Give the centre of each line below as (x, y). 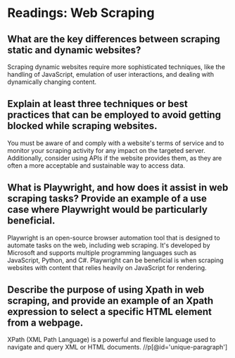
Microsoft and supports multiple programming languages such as (102, 252)
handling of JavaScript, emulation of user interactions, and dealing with (111, 74)
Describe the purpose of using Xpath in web (106, 290)
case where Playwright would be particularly (107, 210)
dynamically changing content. (52, 82)
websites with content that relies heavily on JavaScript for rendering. (107, 267)
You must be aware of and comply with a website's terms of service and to (116, 143)
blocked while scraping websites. (82, 126)
